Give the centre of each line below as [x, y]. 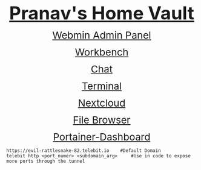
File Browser [102, 120]
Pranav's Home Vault [102, 13]
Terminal [102, 86]
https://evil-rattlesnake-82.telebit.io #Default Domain [84, 151]
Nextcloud [102, 103]
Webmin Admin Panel [102, 35]
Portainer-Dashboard [102, 137]
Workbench [102, 52]
